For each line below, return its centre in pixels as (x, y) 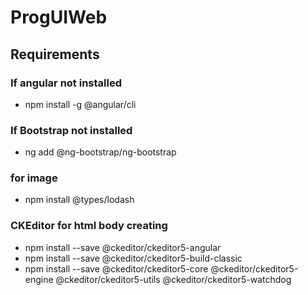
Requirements (55, 54)
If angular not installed (66, 83)
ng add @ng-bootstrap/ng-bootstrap (100, 152)
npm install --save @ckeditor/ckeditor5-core (116, 268)
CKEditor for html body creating (89, 226)
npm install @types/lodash (79, 200)
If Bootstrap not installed (71, 130)
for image (34, 178)
